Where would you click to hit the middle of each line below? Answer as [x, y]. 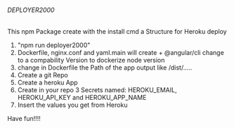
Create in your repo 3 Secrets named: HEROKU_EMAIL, [97, 90]
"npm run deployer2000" [54, 45]
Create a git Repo [43, 75]
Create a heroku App [48, 83]
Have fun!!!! [24, 119]
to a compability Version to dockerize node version [91, 60]
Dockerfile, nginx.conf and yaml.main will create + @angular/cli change [121, 53]
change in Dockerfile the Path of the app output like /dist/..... [105, 68]
